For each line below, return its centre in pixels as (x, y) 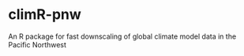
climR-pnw (45, 15)
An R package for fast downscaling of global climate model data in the (122, 36)
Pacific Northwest (38, 44)
